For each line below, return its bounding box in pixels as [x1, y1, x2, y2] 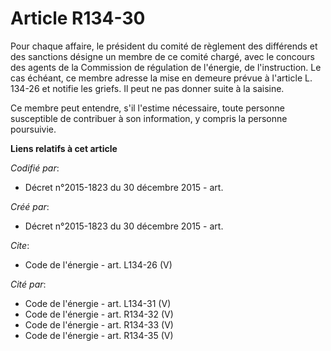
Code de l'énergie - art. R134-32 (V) [24, 308, 174, 320]
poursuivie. [10, 123, 57, 135]
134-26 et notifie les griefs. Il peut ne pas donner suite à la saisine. [10, 82, 285, 94]
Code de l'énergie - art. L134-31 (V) [24, 297, 172, 309]
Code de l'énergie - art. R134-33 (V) [24, 318, 174, 331]
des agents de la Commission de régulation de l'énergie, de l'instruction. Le [10, 61, 322, 73]
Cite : [10, 239, 30, 251]
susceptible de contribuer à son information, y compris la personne [10, 112, 288, 124]
